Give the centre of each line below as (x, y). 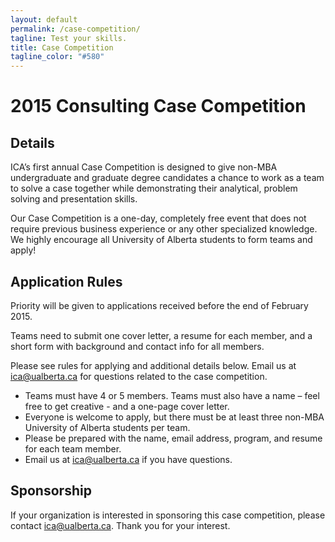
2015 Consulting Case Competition (158, 106)
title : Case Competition (62, 47)
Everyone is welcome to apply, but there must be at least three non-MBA (174, 417)
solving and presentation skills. (74, 199)
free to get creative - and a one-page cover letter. (127, 406)
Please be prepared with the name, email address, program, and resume (173, 438)
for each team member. (73, 448)
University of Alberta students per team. (107, 427)
